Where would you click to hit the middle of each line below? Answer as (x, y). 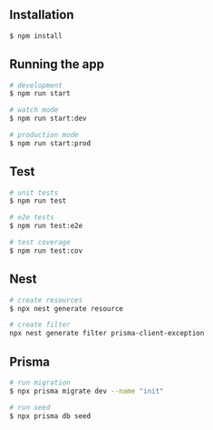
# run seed (30, 407)
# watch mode (34, 110)
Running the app (57, 64)
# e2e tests (32, 217)
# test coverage (40, 243)
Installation (42, 15)
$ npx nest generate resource (67, 308)
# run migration (40, 382)
